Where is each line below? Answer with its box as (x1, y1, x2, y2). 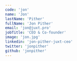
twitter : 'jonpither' (5, 44, 49, 49)
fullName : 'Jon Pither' (5, 21, 54, 26)
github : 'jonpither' (5, 48, 47, 53)
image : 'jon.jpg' (5, 35, 40, 40)
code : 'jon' (5, 7, 29, 12)
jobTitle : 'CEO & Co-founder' (5, 30, 67, 35)
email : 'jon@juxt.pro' (5, 26, 51, 30)
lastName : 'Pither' (5, 16, 45, 21)
